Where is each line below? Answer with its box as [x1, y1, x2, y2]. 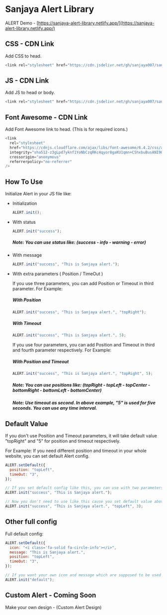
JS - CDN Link [5, 76, 49, 85]
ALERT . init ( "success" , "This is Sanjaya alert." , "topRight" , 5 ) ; [12, 371, 153, 376]
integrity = [9, 150, 32, 155]
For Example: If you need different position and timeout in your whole [5, 448, 147, 454]
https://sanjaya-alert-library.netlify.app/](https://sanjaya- [38, 20, 155, 26]
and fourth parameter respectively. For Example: [12, 347, 112, 353]
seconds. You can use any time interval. [12, 405, 97, 411]
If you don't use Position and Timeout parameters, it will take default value [5, 433, 158, 439]
